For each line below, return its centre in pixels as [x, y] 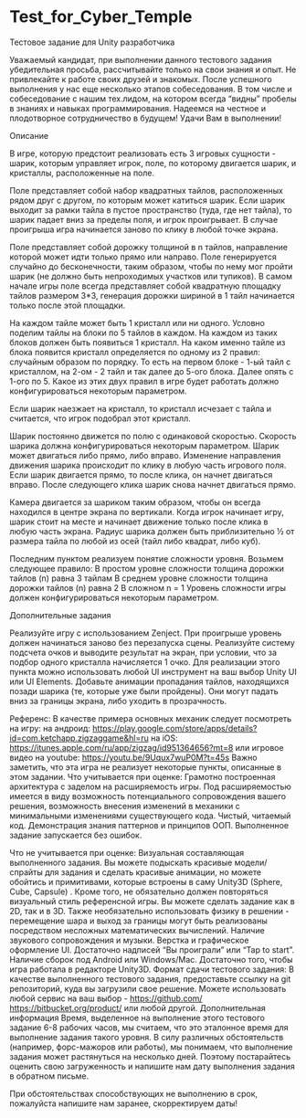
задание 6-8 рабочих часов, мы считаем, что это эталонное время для [149, 1027]
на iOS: [164, 738]
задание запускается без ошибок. [76, 835]
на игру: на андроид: [50, 728]
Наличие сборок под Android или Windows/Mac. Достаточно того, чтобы [152, 959]
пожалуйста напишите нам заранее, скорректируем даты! [124, 1103]
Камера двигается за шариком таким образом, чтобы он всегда [135, 502]
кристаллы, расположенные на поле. [82, 173]
